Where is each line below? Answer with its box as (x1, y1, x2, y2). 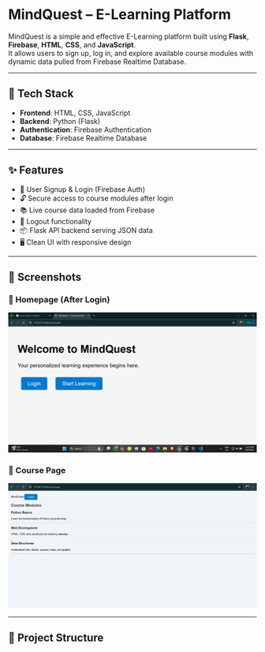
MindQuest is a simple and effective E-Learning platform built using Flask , (8, 32, 249, 41)
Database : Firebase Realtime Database (19, 133, 147, 143)
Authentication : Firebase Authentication (19, 125, 152, 134)
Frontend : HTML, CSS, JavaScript (19, 108, 131, 118)
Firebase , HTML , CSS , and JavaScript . (8, 39, 136, 49)
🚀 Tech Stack (8, 87, 74, 100)
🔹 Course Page (8, 464, 66, 475)
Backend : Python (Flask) (19, 116, 101, 126)
